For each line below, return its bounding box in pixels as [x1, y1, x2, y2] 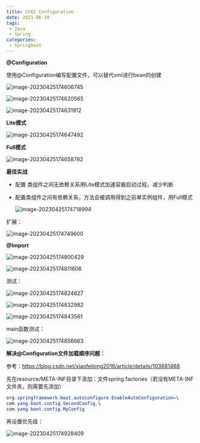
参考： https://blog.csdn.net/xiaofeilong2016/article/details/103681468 [6, 362, 180, 370]
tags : [6, 20, 20, 26]
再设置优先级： [6, 418, 43, 425]
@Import [6, 241, 29, 249]
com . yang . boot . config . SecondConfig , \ [6, 400, 101, 406]
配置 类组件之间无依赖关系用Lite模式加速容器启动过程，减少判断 [14, 181, 173, 188]
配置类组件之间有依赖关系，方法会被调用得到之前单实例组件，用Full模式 [14, 193, 193, 200]
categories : [6, 37, 36, 43]
